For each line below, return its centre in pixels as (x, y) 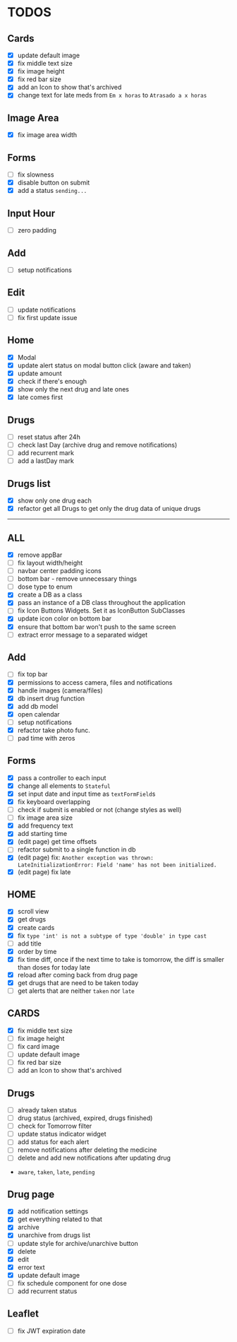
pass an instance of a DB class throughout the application (101, 603)
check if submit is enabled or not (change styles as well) (99, 810)
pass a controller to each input (62, 777)
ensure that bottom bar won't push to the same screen (97, 627)
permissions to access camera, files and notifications (95, 682)
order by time (37, 951)
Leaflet (23, 1314)
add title (29, 943)
